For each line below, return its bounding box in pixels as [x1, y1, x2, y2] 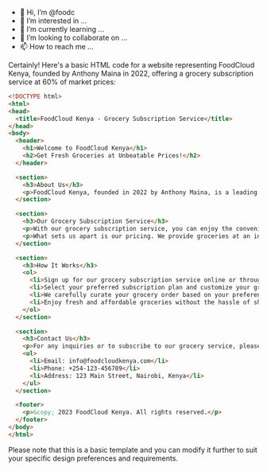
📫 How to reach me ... [19, 42, 94, 51]
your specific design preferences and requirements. [8, 453, 179, 463]
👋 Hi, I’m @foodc [19, 8, 75, 17]
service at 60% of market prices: [8, 77, 117, 87]
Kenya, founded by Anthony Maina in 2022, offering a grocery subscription [8, 68, 254, 78]
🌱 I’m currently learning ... [19, 25, 105, 33]
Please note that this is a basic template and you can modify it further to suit [8, 445, 258, 454]
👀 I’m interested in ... [19, 16, 87, 25]
